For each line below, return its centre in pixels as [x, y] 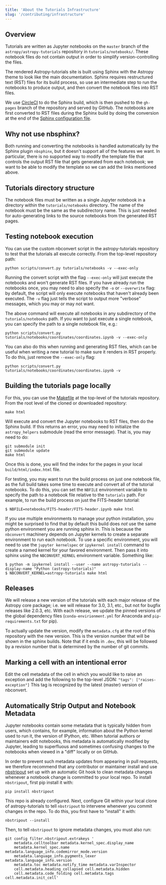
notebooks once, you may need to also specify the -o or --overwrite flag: [80, 288]
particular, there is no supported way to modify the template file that [75, 156]
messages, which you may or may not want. [50, 304]
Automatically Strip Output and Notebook [71, 706]
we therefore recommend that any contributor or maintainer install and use [81, 767]
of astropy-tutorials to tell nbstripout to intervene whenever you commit [79, 806]
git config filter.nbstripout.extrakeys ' [50, 839]
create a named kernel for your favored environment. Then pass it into [77, 550]
